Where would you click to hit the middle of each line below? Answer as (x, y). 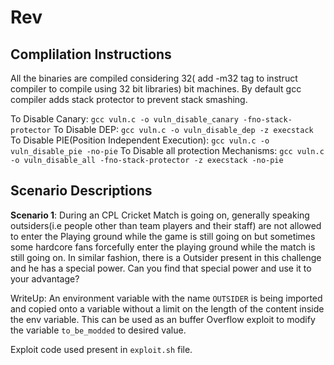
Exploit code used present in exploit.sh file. (101, 349)
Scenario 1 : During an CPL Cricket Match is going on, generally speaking (160, 215)
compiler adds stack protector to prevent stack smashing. (129, 99)
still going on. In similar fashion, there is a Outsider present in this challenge (166, 257)
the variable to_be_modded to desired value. (98, 330)
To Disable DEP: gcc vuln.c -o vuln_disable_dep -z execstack (183, 129)
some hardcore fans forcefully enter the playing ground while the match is (163, 247)
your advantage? (45, 278)
